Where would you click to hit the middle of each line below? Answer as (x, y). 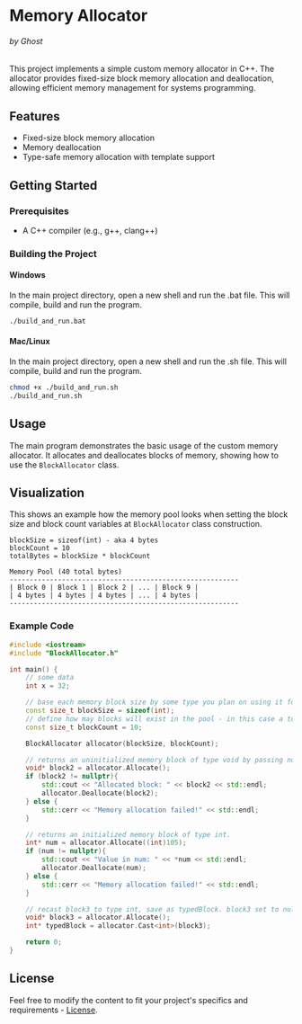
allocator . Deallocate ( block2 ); (100, 793)
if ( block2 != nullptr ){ (72, 777)
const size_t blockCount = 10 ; (84, 727)
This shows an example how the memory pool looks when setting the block (149, 514)
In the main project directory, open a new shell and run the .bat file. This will (150, 295)
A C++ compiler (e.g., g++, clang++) (90, 230)
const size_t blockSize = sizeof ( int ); (100, 711)
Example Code (42, 626)
